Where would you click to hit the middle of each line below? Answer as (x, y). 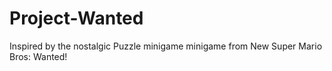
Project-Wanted (76, 18)
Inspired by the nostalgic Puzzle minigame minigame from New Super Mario (166, 46)
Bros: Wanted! (38, 56)
